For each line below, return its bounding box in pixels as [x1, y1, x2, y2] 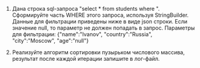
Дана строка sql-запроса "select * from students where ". [12, 5, 160, 12]
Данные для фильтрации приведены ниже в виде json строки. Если [12, 18, 188, 25]
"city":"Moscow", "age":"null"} [12, 37, 89, 44]
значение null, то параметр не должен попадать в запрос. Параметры [12, 24, 195, 31]
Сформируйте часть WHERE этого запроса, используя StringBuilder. [12, 11, 189, 19]
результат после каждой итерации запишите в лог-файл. [12, 55, 160, 62]
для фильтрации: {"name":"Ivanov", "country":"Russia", [12, 31, 153, 38]
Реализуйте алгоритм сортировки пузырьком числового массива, [12, 49, 185, 56]
